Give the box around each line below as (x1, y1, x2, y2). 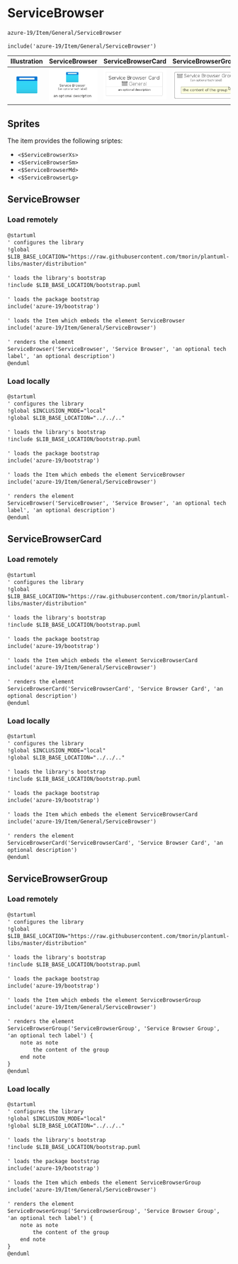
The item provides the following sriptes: (7, 136, 123, 145)
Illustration (10, 57, 44, 65)
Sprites (7, 117, 40, 129)
